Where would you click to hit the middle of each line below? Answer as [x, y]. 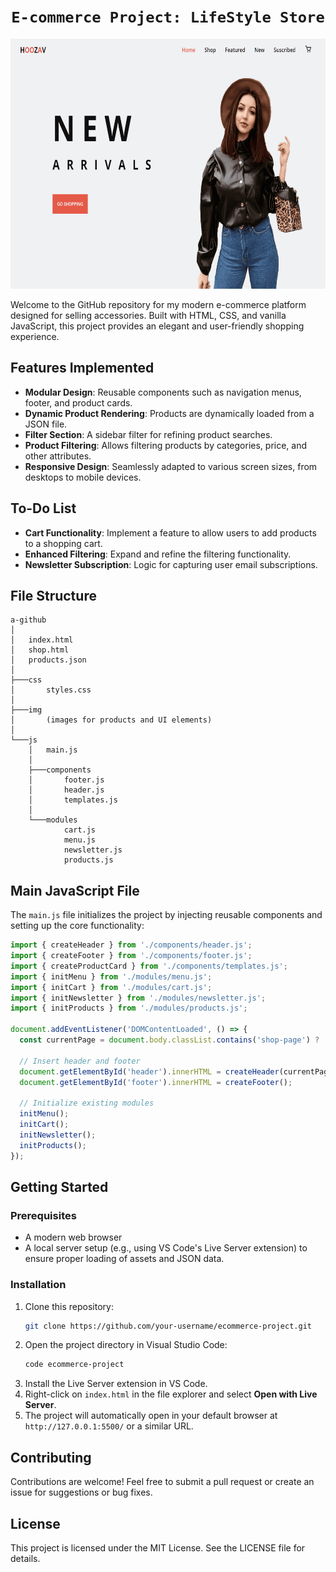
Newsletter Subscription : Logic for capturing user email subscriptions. [171, 564]
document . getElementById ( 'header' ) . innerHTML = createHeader [149, 1071]
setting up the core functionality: [77, 926]
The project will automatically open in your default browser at [151, 1416]
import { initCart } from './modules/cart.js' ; [111, 987]
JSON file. [46, 424]
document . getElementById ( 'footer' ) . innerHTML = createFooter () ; [156, 1082]
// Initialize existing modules [87, 1103]
